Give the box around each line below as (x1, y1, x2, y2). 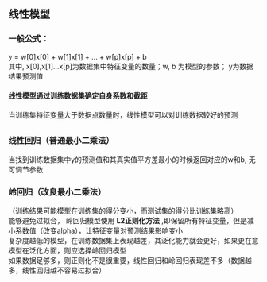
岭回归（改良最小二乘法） (8, 186, 106, 197)
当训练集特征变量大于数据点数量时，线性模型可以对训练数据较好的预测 (8, 110, 238, 119)
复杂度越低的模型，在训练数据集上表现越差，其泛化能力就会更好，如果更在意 (8, 235, 259, 245)
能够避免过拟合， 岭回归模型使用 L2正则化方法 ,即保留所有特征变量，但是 (8, 215, 248, 225)
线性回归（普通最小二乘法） (8, 135, 114, 146)
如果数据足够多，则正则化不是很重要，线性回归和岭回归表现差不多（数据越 (8, 255, 252, 265)
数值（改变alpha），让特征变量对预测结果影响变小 (21, 226, 183, 235)
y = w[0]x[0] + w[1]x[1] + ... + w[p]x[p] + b (8, 52, 147, 61)
